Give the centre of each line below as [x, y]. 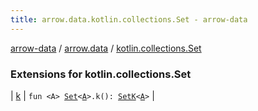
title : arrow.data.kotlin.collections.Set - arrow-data [129, 19]
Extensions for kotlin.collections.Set [101, 74]
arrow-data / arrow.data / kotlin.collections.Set [106, 48]
